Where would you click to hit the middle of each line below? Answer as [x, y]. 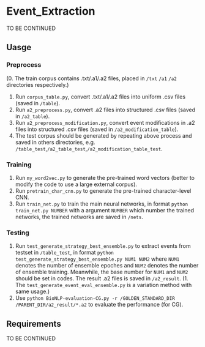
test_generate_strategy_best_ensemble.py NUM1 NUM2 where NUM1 [97, 259]
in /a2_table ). [32, 116]
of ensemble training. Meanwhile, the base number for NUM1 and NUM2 [102, 272]
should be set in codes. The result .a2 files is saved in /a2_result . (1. [102, 278]
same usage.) [32, 291]
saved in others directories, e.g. [55, 142]
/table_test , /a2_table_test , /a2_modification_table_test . [89, 149]
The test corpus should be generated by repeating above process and [103, 135]
